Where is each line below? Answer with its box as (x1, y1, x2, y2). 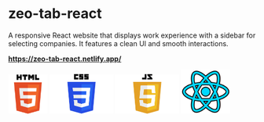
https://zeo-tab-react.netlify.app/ (8, 54, 122, 63)
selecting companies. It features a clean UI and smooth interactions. (8, 38, 229, 48)
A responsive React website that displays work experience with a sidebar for (8, 30, 256, 40)
